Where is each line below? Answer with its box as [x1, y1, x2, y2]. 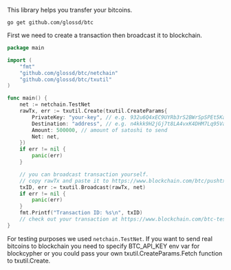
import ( [7, 56, 32, 64]
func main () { [7, 95, 48, 102]
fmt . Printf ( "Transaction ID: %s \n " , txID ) [19, 210, 143, 216]
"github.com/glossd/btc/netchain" [19, 69, 118, 76]
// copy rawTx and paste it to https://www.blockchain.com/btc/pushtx [19, 177, 226, 184]
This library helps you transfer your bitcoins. [7, 6, 133, 14]
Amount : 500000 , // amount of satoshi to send [32, 126, 168, 133]
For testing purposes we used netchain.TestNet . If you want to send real [7, 234, 213, 243]
